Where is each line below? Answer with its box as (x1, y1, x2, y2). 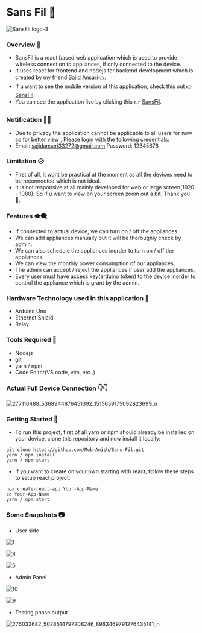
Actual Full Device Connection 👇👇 (6, 384, 108, 392)
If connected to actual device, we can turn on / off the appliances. (14, 228, 179, 235)
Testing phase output (14, 608, 68, 616)
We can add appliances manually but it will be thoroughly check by (14, 235, 181, 242)
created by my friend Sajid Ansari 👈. (14, 74, 107, 81)
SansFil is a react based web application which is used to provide (14, 54, 178, 61)
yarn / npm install (6, 452, 55, 458)
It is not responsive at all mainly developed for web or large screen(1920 (14, 183, 195, 191)
